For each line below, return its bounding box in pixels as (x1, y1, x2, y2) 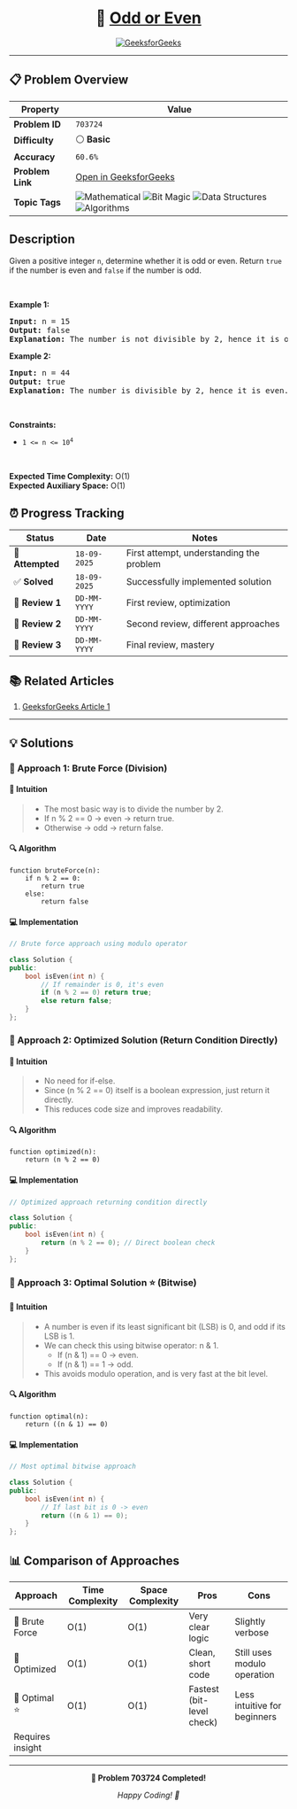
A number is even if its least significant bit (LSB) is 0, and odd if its (43, 1321, 286, 1332)
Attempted (13, 558, 60, 571)
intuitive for (234, 1699, 282, 1712)
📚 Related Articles (9, 673, 115, 688)
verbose (234, 1626, 270, 1638)
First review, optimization (126, 597, 231, 609)
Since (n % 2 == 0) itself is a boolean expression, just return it (43, 1085, 270, 1096)
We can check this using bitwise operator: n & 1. (43, 1339, 219, 1350)
